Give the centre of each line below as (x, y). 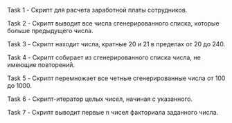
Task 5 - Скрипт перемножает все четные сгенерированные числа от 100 (116, 78)
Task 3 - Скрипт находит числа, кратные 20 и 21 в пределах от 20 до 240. (116, 44)
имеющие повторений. (41, 65)
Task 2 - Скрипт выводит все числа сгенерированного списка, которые (113, 23)
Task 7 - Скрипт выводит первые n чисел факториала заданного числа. (113, 112)
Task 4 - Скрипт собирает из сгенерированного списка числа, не (104, 57)
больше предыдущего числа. (50, 31)
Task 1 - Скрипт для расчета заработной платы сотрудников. (97, 10)
